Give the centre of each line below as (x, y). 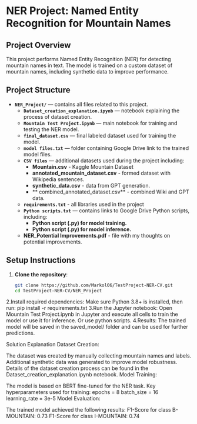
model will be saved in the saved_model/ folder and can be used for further (97, 327)
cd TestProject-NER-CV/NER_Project (58, 291)
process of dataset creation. (58, 116)
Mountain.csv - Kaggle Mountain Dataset (83, 166)
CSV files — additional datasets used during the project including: (104, 161)
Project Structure (38, 90)
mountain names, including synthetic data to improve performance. (87, 71)
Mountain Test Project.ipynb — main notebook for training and (100, 123)
